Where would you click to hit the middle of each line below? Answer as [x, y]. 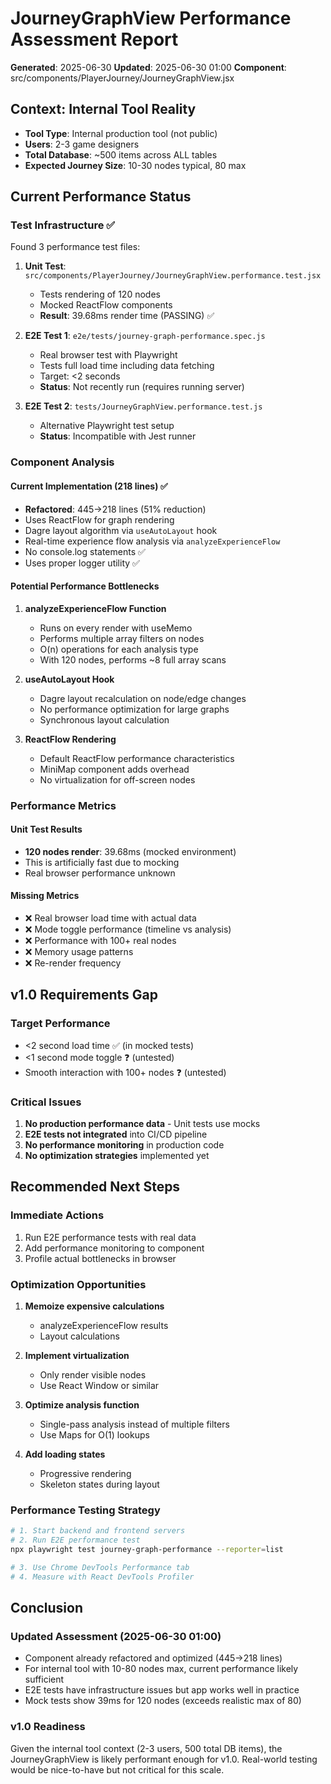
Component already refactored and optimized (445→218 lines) [153, 1658]
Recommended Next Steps [95, 1187]
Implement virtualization [77, 1356]
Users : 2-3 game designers [82, 144]
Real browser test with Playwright [108, 355]
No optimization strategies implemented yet [117, 1156]
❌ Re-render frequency [73, 963]
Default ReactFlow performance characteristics [137, 758]
